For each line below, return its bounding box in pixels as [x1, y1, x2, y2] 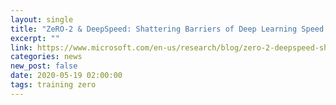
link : [10, 42, 33, 53]
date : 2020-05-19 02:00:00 [10, 71, 123, 81]
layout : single [10, 14, 74, 25]
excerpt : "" [10, 33, 60, 43]
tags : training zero [10, 80, 97, 90]
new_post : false [10, 61, 78, 71]
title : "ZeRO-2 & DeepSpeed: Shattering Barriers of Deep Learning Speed [10, 24, 325, 34]
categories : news [10, 52, 83, 62]
